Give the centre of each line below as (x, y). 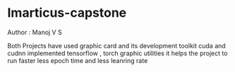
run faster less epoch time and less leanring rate (78, 60)
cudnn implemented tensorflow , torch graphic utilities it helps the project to (117, 53)
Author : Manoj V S (35, 32)
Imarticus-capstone (67, 13)
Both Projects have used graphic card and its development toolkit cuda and (116, 45)
